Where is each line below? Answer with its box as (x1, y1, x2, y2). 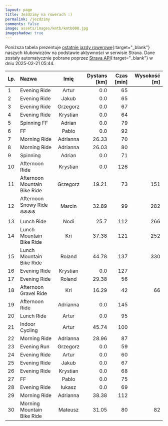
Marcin (60, 202, 77, 209)
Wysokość (134, 72, 160, 79)
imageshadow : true (5, 31, 43, 36)
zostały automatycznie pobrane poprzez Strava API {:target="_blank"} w (5, 55, 153, 61)
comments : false (5, 21, 39, 27)
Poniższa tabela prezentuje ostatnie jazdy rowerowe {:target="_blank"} (5, 45, 150, 50)
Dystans (86, 72, 107, 79)
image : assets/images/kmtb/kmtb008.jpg (5, 26, 88, 31)
